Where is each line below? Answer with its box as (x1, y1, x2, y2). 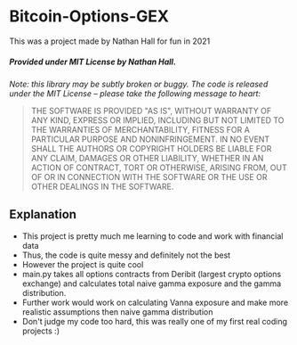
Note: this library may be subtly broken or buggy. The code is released (9, 78, 269, 89)
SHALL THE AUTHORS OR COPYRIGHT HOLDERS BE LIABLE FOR (30, 143, 272, 153)
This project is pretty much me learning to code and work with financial (21, 230, 284, 242)
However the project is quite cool (21, 259, 144, 269)
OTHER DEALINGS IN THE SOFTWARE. (30, 181, 174, 192)
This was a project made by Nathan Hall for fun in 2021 (9, 36, 211, 46)
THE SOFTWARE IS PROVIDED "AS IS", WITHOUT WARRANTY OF (30, 105, 272, 116)
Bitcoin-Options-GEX (9, 6, 169, 27)
